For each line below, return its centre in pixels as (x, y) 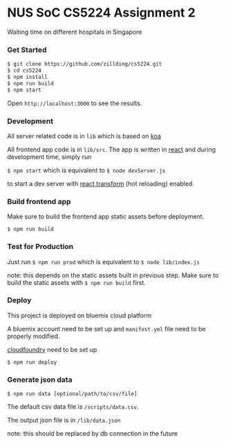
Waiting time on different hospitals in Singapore (75, 32)
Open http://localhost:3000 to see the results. (75, 103)
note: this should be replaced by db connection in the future (93, 434)
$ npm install (28, 77)
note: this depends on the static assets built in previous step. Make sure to (113, 275)
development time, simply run (49, 156)
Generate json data (40, 380)
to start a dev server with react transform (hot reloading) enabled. (101, 183)
